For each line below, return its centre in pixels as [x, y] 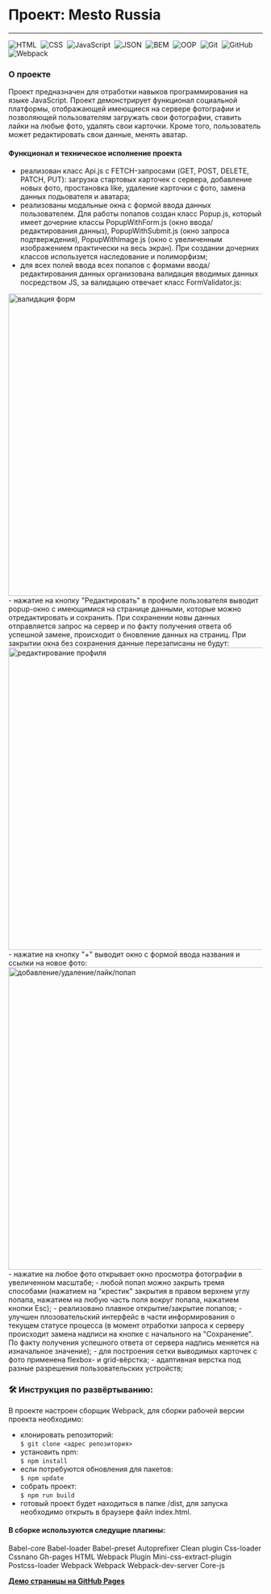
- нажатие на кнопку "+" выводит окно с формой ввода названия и [124, 954]
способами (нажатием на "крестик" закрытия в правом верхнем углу [129, 1291]
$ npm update [42, 1478]
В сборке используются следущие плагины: [87, 1530]
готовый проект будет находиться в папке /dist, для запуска [124, 1503]
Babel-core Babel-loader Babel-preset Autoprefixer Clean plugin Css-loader [135, 1548]
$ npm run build [47, 1495]
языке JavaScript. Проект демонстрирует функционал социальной [123, 100]
